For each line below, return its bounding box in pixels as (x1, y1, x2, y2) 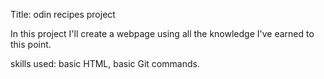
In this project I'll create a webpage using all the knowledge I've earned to (10, 28, 315, 39)
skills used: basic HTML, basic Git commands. (10, 58, 200, 69)
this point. (10, 39, 52, 50)
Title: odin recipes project (10, 9, 116, 20)
